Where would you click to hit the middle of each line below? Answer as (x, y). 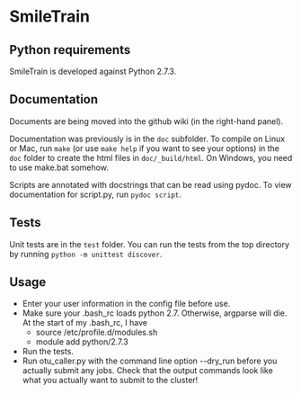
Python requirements (70, 50)
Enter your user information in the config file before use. (126, 304)
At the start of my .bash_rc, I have (85, 323)
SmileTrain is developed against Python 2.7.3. (93, 71)
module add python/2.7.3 (82, 342)
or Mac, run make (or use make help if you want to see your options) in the (145, 148)
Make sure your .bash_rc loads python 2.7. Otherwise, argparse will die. (155, 313)
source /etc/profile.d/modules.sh (97, 332)
